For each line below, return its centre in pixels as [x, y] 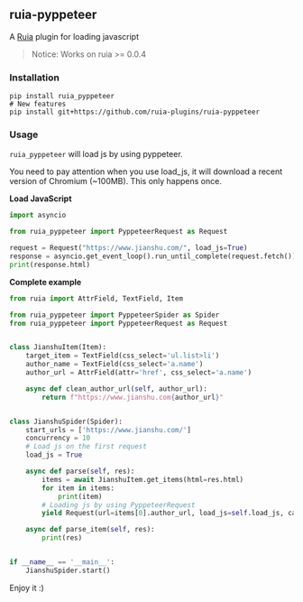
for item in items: [78, 488]
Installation [35, 78]
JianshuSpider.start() [68, 570]
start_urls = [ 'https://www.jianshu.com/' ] [109, 430]
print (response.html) [50, 264]
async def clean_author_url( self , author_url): [116, 389]
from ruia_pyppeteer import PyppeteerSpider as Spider [115, 315]
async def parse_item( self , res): [90, 530]
